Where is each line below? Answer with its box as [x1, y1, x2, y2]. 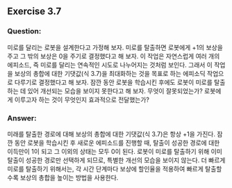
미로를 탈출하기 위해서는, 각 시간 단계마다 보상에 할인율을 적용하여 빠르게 [7, 164, 204, 173]
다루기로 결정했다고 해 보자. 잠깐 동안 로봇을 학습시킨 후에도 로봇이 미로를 [14, 78, 213, 86]
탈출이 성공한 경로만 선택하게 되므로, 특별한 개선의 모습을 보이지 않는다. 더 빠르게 [7, 156, 226, 164]
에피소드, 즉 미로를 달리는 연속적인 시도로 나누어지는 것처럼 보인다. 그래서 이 [7, 61, 213, 69]
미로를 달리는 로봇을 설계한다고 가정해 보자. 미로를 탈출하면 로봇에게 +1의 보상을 [7, 43, 224, 52]
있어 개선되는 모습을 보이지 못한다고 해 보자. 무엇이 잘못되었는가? [27, 86, 203, 95]
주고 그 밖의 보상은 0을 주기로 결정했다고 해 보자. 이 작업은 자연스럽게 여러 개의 [7, 52, 220, 60]
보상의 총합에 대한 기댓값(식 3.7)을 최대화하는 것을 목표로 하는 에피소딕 [14, 69, 206, 77]
